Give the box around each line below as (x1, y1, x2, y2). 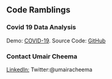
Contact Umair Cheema (6, 52, 78, 60)
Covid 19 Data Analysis (6, 23, 77, 32)
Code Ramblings (6, 5, 70, 15)
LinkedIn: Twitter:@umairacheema (6, 66, 93, 73)
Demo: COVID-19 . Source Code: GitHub (6, 36, 106, 44)
